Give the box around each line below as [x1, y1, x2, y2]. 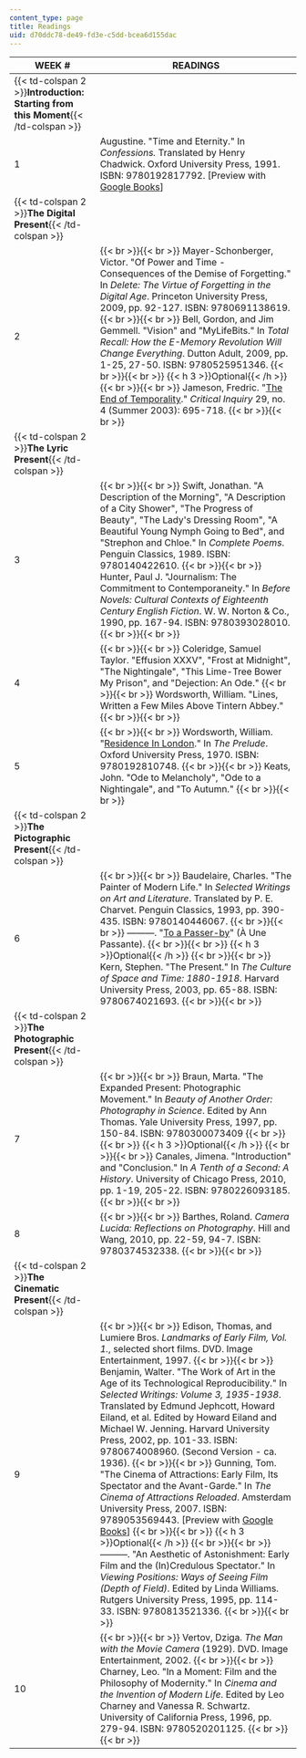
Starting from [14, 98, 74, 110]
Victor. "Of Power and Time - [99, 256, 226, 269]
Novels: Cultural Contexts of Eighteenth [99, 594, 269, 607]
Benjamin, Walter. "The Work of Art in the [99, 1366, 276, 1378]
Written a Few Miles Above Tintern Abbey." [99, 700, 284, 713]
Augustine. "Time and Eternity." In [99, 135, 246, 148]
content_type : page [9, 13, 84, 23]
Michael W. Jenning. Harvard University [99, 1422, 270, 1435]
